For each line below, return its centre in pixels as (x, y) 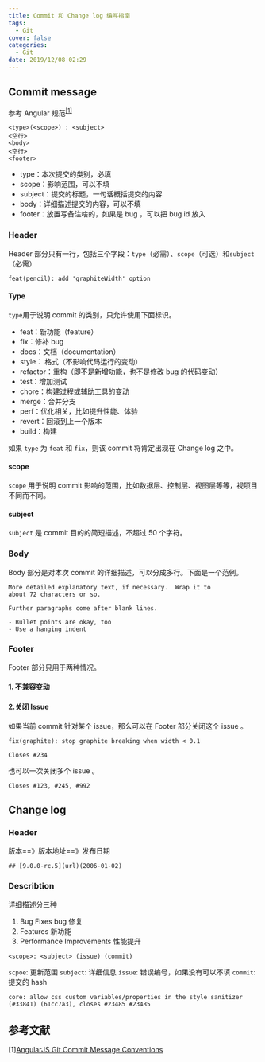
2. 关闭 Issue (29, 707)
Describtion (31, 886)
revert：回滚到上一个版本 (61, 421)
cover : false (30, 38)
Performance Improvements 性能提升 (80, 941)
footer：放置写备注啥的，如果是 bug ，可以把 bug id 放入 (113, 214)
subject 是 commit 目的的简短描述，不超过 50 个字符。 (98, 533)
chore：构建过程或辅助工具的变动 (74, 391)
